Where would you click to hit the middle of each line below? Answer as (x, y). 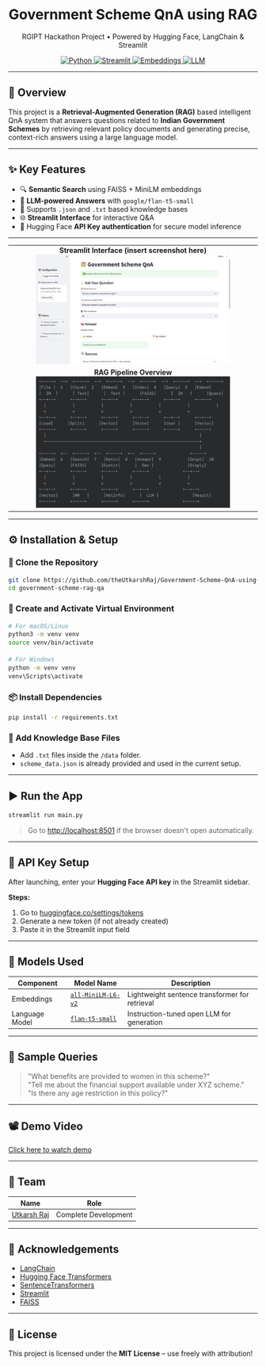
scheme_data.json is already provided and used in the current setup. (130, 764)
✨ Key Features (47, 169)
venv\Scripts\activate (46, 676)
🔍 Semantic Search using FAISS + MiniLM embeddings (110, 189)
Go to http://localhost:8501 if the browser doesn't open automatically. (141, 830)
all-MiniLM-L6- (95, 996)
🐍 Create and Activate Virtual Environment (91, 608)
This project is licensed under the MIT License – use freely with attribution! (131, 1353)
